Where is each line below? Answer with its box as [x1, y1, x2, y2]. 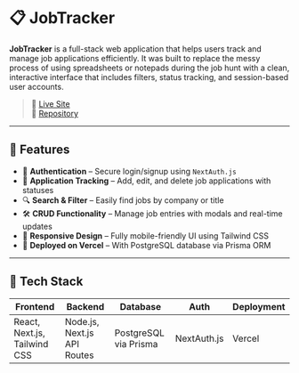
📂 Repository [30, 108, 78, 118]
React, [13, 315, 41, 328]
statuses [21, 184, 54, 195]
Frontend [14, 300, 55, 312]
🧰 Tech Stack [9, 274, 84, 289]
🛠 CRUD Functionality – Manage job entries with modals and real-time [21, 207, 283, 219]
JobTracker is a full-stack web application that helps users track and [9, 43, 263, 54]
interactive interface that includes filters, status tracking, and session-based [9, 71, 289, 82]
